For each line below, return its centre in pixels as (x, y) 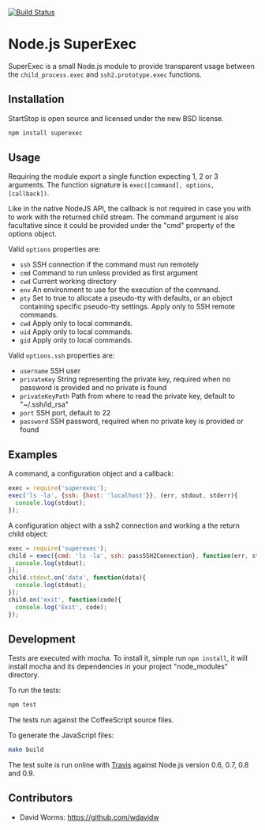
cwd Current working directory (68, 282)
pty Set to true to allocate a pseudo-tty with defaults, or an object (126, 298)
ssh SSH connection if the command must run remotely (109, 264)
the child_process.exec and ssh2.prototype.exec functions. (105, 74)
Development (42, 639)
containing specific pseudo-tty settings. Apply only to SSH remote (127, 307)
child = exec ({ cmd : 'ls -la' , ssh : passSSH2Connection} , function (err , (128, 555)
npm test (22, 705)
